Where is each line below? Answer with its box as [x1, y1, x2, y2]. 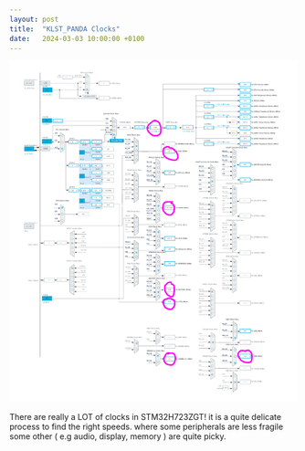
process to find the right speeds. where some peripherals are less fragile [9, 421, 284, 433]
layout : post [9, 15, 59, 24]
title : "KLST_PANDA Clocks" [9, 24, 121, 34]
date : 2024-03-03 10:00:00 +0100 [9, 34, 145, 43]
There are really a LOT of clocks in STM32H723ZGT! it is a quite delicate [9, 412, 281, 423]
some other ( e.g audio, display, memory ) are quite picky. [9, 431, 226, 442]
